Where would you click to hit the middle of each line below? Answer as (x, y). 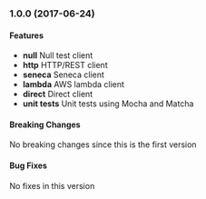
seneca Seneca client (63, 75)
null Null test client (58, 55)
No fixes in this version (52, 185)
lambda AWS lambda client (74, 85)
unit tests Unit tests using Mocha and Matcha (108, 104)
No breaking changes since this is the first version (103, 144)
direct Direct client (58, 95)
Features (26, 35)
